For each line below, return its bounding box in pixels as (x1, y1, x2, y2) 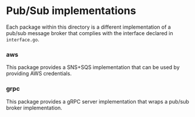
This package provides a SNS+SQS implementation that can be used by (6, 64, 180, 71)
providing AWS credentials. (6, 70, 72, 77)
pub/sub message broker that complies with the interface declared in (6, 29, 173, 36)
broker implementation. (6, 104, 63, 111)
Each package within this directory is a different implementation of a (6, 23, 172, 30)
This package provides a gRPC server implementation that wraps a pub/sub (6, 98, 190, 105)
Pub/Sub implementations (6, 4, 136, 18)
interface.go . (6, 36, 39, 43)
